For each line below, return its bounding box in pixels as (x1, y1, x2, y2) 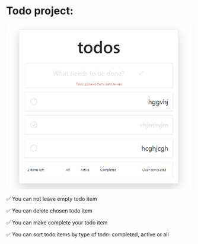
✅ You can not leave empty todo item (6, 195, 97, 202)
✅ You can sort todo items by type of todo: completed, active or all (6, 231, 169, 238)
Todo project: (6, 4, 74, 18)
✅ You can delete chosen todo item (6, 207, 93, 214)
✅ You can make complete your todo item (6, 219, 108, 226)
